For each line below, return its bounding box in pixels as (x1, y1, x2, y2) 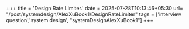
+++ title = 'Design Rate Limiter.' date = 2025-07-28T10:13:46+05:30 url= (6, 5, 183, 11)
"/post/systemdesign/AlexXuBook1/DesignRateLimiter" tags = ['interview (6, 11, 181, 18)
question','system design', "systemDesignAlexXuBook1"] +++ (6, 17, 154, 23)
